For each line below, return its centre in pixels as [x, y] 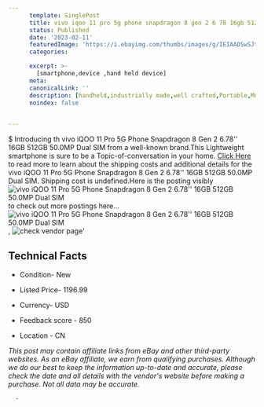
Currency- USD [44, 305]
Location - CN [42, 335]
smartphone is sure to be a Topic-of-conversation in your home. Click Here [130, 156]
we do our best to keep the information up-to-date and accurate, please [125, 367]
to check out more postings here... [64, 206]
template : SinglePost [64, 15]
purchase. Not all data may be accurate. [74, 384]
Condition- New [45, 274]
